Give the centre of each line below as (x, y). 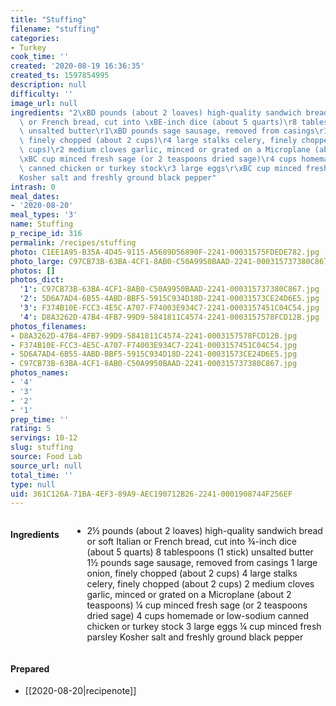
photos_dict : (37, 280)
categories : (35, 38)
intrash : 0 (33, 187)
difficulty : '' (42, 94)
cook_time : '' (40, 57)
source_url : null (46, 466)
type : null (33, 484)
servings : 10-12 (44, 438)
